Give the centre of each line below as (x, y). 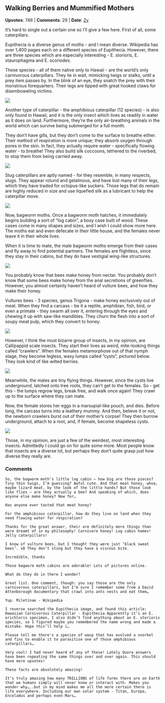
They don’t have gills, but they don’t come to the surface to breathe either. (81, 135)
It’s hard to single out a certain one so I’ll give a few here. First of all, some (81, 30)
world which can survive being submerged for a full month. (65, 125)
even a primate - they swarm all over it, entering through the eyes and (76, 311)
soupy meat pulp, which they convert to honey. (53, 321)
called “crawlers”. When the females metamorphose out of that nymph (77, 351)
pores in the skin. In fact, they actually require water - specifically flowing (80, 146)
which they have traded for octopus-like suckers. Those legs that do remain (82, 186)
